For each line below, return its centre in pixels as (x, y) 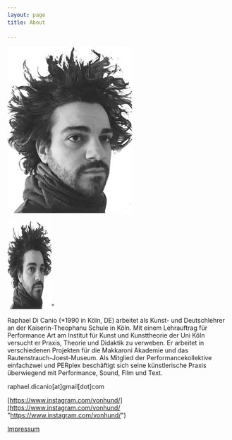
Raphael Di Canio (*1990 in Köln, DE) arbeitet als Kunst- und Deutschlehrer (116, 321)
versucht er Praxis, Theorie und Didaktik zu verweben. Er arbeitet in (106, 343)
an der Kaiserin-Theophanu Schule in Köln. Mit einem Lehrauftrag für (108, 328)
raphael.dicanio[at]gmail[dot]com (56, 387)
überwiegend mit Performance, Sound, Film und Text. (85, 373)
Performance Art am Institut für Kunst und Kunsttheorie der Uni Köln (106, 335)
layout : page (26, 15)
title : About (26, 22)
